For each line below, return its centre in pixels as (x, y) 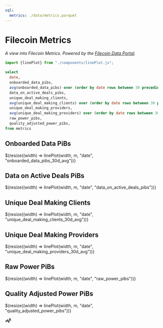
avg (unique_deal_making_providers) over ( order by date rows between (81, 113)
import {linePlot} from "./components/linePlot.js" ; (59, 63)
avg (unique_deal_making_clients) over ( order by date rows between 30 (82, 103)
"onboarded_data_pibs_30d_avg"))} (41, 161)
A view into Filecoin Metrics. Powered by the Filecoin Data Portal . (70, 53)
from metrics (18, 129)
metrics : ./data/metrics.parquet (43, 15)
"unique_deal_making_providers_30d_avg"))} (50, 252)
